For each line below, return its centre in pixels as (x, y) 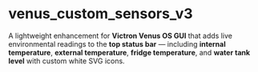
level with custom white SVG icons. (67, 61)
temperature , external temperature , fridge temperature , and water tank (129, 52)
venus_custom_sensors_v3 (101, 14)
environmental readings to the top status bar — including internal (117, 44)
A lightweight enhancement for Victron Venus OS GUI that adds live (120, 36)
